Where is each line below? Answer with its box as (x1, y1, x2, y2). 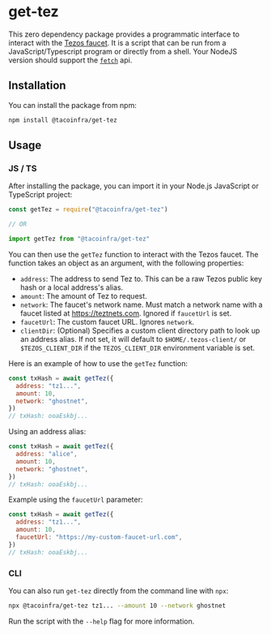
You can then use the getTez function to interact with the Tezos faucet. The (8, 249, 259, 259)
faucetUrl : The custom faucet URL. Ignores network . (19, 317, 195, 326)
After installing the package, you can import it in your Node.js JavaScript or (8, 181, 259, 191)
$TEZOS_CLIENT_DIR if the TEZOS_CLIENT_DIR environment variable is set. (19, 343, 256, 352)
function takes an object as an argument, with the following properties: (8, 258, 244, 268)
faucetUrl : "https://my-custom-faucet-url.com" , (15, 533, 183, 541)
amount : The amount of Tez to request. (19, 291, 147, 300)
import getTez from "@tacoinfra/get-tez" (8, 235, 150, 244)
